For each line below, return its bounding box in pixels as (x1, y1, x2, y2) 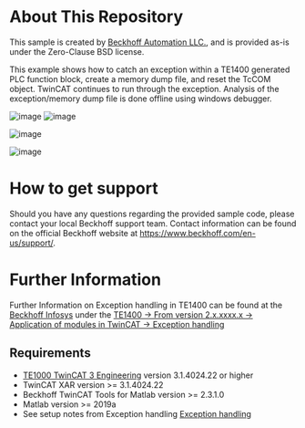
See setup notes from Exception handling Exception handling (22, 408, 252, 419)
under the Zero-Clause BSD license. (9, 46, 145, 57)
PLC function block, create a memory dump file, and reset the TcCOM (9, 73, 271, 84)
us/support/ (9, 237, 54, 248)
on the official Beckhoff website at (9, 227, 138, 238)
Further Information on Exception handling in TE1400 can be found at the (9, 299, 283, 310)
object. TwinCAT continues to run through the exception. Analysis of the (9, 83, 280, 94)
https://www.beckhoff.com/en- (139, 227, 257, 238)
